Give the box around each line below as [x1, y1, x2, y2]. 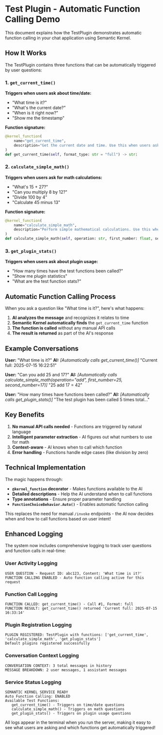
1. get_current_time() [5, 79, 56, 86]
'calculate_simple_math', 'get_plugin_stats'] [5, 637, 101, 642]
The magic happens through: [5, 476, 63, 482]
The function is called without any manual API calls [12, 325, 115, 331]
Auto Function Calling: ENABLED [5, 694, 70, 699]
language [12, 429, 31, 434]
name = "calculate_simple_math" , [14, 222, 77, 228]
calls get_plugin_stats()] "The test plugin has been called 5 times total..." [5, 397, 150, 402]
